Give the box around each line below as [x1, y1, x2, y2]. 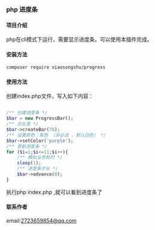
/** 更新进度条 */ [6, 143, 48, 150]
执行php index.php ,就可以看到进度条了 [6, 188, 103, 196]
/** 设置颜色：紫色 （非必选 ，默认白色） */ [6, 132, 107, 138]
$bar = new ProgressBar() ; [6, 115, 74, 121]
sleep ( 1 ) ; [17, 160, 42, 166]
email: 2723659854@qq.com [6, 217, 77, 224]
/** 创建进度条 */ [6, 110, 48, 116]
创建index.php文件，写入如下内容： [6, 92, 94, 100]
